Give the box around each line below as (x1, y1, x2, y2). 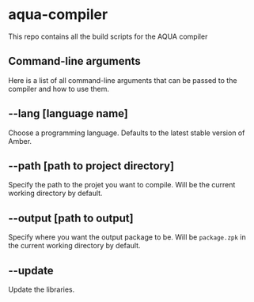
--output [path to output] (8, 211, 134, 225)
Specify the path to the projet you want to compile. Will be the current (8, 180, 236, 190)
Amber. (8, 136, 32, 145)
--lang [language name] (8, 107, 128, 120)
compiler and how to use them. (8, 84, 109, 93)
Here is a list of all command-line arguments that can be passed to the (8, 75, 237, 85)
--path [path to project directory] (8, 159, 175, 172)
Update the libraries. (8, 285, 75, 294)
